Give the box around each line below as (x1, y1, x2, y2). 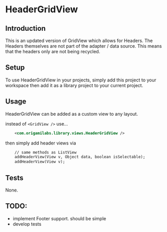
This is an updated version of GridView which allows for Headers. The (5, 37, 153, 44)
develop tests (12, 221, 42, 227)
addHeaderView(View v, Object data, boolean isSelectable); (14, 155, 145, 160)
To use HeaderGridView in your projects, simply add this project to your (5, 77, 157, 83)
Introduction (5, 24, 46, 33)
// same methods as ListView (14, 150, 77, 155)
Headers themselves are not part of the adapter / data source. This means (5, 43, 162, 49)
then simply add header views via (5, 140, 76, 146)
